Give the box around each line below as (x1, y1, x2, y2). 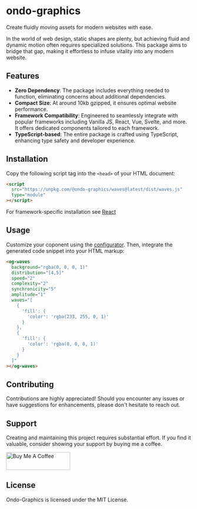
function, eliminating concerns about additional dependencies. (14, 93, 166, 100)
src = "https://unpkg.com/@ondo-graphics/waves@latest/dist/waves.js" (11, 187, 183, 192)
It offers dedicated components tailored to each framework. (14, 124, 160, 131)
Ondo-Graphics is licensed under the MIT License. (6, 496, 128, 503)
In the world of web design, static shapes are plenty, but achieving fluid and (6, 35, 190, 42)
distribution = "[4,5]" (11, 270, 65, 276)
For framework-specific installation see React (6, 208, 116, 216)
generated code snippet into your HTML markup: (6, 247, 125, 255)
